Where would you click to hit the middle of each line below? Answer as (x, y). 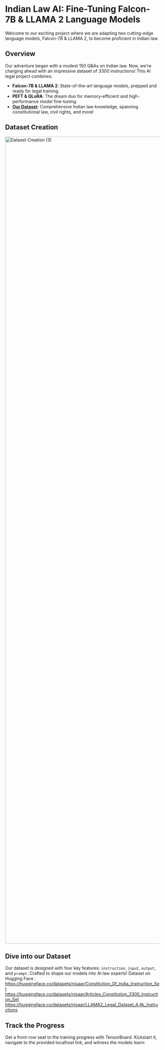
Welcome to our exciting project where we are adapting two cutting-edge (79, 33)
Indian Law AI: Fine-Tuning (61, 9)
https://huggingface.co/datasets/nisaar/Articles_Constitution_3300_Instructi (82, 994)
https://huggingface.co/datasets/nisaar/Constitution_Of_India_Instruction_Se (82, 984)
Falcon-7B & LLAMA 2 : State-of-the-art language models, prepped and (84, 86)
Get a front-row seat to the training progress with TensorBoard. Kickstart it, (81, 1037)
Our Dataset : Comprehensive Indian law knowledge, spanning (75, 106)
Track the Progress (35, 1025)
